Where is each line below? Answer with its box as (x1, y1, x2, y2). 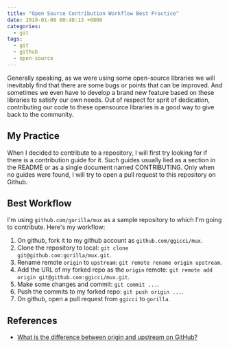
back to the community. (7, 110, 74, 118)
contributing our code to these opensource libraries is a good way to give (7, 102, 215, 111)
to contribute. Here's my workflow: (7, 223, 106, 231)
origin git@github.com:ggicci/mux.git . (16, 273, 130, 281)
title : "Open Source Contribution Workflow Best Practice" (7, 10, 180, 17)
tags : (7, 36, 23, 43)
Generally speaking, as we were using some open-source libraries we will (7, 74, 215, 82)
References (7, 314, 58, 327)
